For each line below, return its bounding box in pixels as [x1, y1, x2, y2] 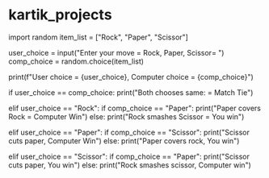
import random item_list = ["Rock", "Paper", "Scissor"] [8, 32, 188, 42]
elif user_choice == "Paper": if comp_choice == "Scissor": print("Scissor [8, 127, 250, 137]
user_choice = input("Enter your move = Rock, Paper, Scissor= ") [8, 48, 225, 57]
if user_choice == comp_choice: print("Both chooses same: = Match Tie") [8, 87, 254, 97]
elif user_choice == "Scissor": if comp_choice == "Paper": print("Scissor [8, 151, 250, 161]
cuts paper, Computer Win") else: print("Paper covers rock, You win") [8, 135, 240, 146]
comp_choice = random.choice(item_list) [8, 56, 144, 66]
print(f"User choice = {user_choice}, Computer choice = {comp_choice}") [8, 72, 254, 81]
